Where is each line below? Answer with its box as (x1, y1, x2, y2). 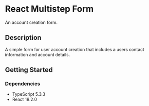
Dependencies (5, 80, 40, 87)
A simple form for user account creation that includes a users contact (5, 46, 145, 52)
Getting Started (5, 66, 53, 74)
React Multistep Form (5, 3, 94, 15)
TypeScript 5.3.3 (12, 91, 45, 97)
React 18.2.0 (12, 96, 37, 103)
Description (5, 34, 41, 42)
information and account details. (5, 52, 70, 57)
